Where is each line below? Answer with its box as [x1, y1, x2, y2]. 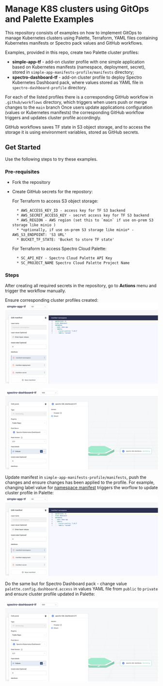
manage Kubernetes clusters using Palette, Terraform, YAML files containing [5, 35, 158, 41]
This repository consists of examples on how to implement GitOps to [5, 30, 142, 35]
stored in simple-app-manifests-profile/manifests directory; [12, 69, 134, 75]
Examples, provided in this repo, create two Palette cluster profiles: [5, 49, 139, 55]
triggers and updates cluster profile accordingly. [5, 114, 101, 120]
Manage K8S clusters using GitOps [5, 3, 149, 15]
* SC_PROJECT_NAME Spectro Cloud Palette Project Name [16, 261, 130, 265]
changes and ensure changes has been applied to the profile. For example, [5, 479, 155, 485]
